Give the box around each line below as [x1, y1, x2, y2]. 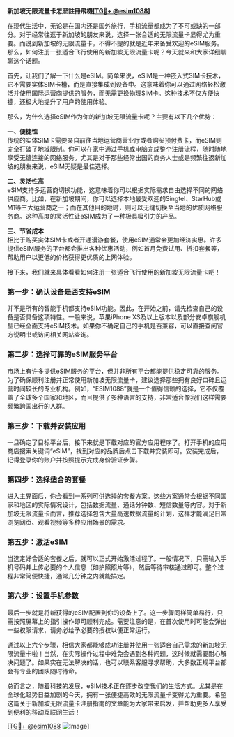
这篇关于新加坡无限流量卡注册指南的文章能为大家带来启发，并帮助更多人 [7, 699, 214, 708]
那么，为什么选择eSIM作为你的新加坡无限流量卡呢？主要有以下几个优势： [7, 112, 217, 121]
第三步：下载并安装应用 [7, 421, 86, 430]
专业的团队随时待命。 [19, 666, 81, 675]
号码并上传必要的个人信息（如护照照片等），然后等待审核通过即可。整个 [13, 563, 218, 571]
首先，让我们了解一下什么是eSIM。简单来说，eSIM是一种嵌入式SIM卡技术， [7, 71, 225, 80]
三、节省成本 [7, 227, 44, 235]
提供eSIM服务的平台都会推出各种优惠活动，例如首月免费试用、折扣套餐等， [7, 245, 224, 252]
